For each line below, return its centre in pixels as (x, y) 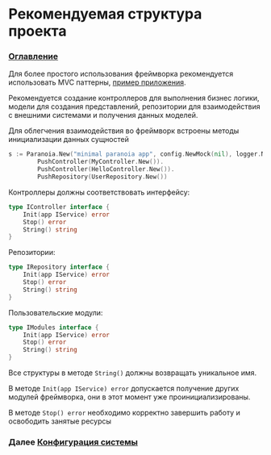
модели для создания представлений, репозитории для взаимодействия (134, 106)
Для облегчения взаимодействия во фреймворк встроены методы (124, 131)
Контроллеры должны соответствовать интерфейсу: (99, 192)
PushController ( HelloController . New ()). (106, 169)
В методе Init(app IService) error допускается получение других (124, 389)
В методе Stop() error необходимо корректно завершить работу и (124, 413)
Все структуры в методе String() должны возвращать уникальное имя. (133, 373)
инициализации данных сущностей (69, 140)
